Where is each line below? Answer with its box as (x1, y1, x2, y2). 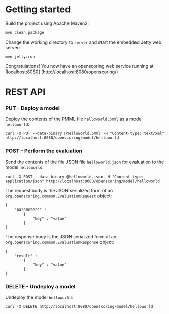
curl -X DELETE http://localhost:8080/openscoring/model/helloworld (5, 304, 153, 309)
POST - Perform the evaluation (5, 147, 83, 154)
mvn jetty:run (5, 54, 36, 59)
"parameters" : (14, 207, 47, 212)
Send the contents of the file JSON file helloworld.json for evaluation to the (5, 159, 164, 165)
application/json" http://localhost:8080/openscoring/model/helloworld (5, 179, 160, 184)
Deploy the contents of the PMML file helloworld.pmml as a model (5, 116, 143, 122)
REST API (5, 86, 46, 98)
